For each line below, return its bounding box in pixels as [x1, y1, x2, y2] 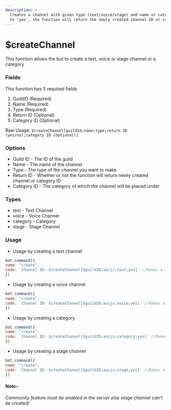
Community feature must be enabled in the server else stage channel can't [5, 394, 163, 401]
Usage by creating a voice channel [12, 281, 85, 287]
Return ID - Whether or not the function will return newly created [12, 172, 149, 178]
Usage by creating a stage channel [12, 348, 86, 354]
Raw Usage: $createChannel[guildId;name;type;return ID [5, 127, 128, 133]
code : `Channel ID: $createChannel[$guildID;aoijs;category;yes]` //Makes [5, 334, 167, 340]
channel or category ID [12, 177, 61, 184]
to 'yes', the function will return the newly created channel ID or [10, 17, 160, 22]
